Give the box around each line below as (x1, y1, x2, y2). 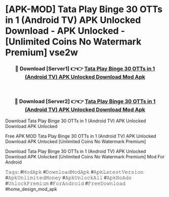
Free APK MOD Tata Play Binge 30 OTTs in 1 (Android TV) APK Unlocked (5, 133, 156, 139)
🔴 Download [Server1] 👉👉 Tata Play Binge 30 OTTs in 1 (15, 65, 155, 72)
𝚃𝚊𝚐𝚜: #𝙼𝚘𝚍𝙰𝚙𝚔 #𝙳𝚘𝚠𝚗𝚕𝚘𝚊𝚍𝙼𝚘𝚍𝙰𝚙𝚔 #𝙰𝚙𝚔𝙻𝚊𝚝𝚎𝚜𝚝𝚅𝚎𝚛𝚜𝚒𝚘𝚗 (5, 169, 144, 175)
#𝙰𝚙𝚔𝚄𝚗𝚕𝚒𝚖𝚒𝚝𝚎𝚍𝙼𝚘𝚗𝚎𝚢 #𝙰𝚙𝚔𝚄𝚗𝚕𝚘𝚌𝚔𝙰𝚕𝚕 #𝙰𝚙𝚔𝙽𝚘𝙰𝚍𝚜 (5, 174, 132, 181)
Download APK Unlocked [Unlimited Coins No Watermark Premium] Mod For (5, 153, 165, 159)
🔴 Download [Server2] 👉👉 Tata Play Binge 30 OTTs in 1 (14, 98, 156, 105)
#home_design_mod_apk (5, 186, 57, 192)
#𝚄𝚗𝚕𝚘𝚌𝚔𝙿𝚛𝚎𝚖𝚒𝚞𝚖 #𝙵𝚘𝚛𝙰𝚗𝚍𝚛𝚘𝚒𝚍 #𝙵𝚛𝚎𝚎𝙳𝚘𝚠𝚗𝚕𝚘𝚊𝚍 (5, 180, 125, 186)
